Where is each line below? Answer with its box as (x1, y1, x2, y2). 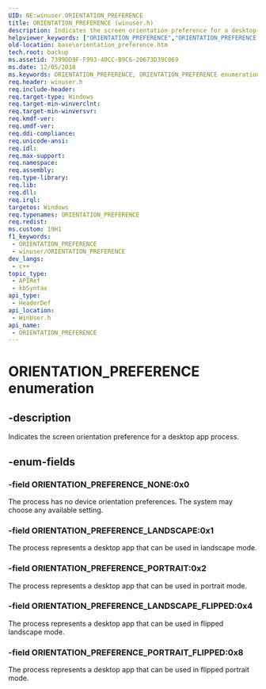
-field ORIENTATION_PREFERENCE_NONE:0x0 (8, 479, 190, 490)
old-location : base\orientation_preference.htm (8, 41, 169, 49)
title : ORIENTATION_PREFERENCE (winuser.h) (8, 19, 154, 27)
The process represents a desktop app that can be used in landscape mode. (8, 543, 257, 553)
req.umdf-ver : (8, 122, 55, 130)
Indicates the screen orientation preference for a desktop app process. (8, 432, 240, 442)
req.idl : (8, 144, 37, 152)
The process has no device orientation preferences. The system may (8, 496, 234, 506)
